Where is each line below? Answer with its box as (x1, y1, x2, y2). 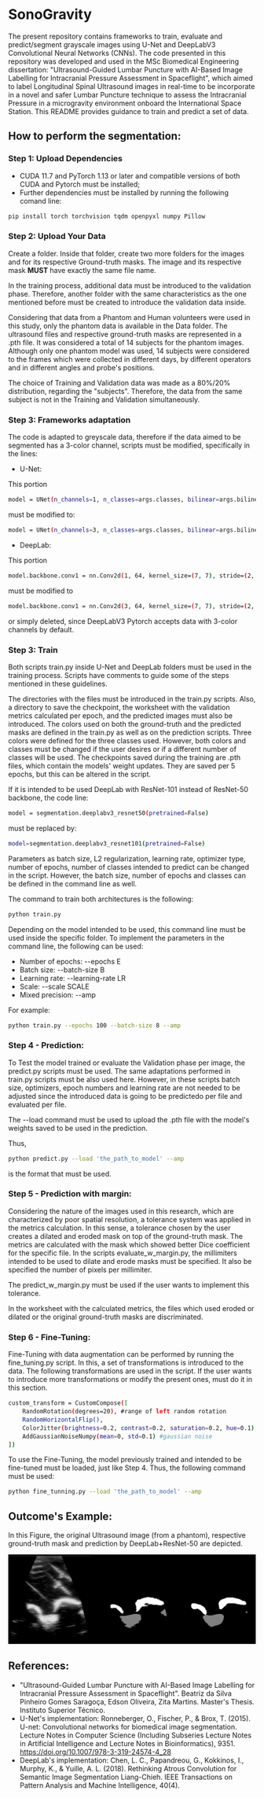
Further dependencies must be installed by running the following (19, 187, 229, 197)
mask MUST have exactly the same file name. (8, 265, 156, 274)
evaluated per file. (8, 1100, 67, 1109)
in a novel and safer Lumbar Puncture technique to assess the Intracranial (8, 90, 247, 99)
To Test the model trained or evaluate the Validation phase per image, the (8, 1058, 246, 1067)
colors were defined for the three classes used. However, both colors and (8, 735, 246, 745)
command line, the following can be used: (8, 941, 144, 951)
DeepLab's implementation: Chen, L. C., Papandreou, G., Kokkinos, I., (19, 1756, 244, 1765)
